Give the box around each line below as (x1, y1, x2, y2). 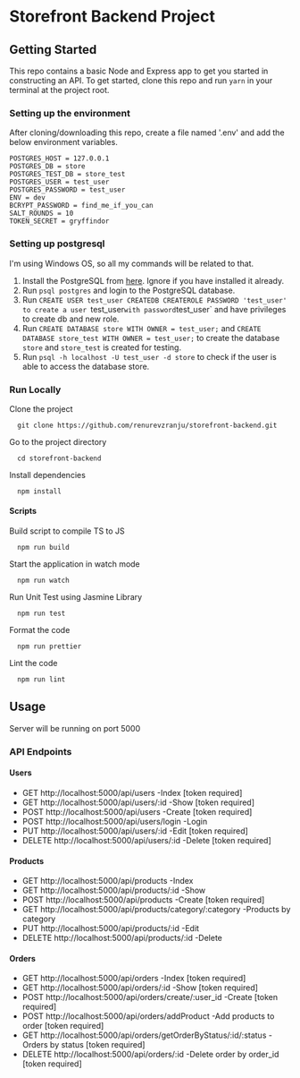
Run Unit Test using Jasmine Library (9, 592, 143, 603)
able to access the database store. (21, 361, 150, 372)
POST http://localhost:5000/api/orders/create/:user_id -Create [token (21, 992, 279, 1003)
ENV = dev (9, 193, 46, 202)
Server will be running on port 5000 (9, 723, 141, 733)
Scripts (9, 506, 37, 517)
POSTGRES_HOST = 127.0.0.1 (9, 154, 110, 163)
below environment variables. (9, 137, 118, 148)
